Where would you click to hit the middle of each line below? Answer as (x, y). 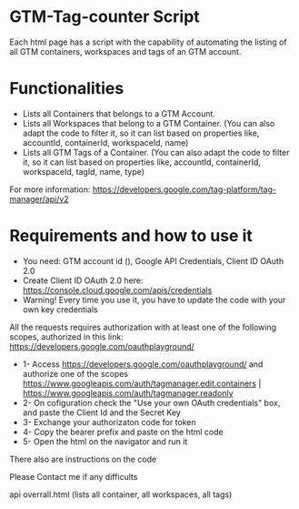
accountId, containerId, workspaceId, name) (105, 142)
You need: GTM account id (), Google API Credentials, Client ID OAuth (153, 260)
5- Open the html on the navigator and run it (105, 441)
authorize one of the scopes (75, 373)
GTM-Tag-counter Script (105, 17)
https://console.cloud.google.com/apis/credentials (117, 290)
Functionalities (67, 89)
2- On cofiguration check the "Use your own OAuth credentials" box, (151, 402)
